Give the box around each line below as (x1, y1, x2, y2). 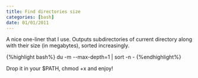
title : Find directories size (6, 8, 81, 15)
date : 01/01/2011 (6, 19, 49, 25)
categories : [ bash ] (6, 14, 55, 20)
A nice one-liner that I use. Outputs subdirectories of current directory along (6, 36, 193, 43)
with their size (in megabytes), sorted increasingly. (6, 42, 130, 49)
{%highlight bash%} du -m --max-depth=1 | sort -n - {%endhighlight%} (6, 54, 182, 61)
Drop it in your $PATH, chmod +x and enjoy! (6, 65, 114, 72)
